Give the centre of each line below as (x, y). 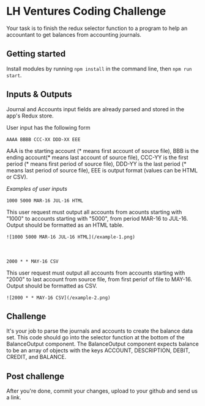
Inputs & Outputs (39, 94)
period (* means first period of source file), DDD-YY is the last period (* (96, 164)
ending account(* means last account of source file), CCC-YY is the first (97, 157)
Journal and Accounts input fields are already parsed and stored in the (95, 109)
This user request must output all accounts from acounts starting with (94, 212)
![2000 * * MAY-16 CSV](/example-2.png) (59, 298)
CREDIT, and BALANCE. (36, 357)
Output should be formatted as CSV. (52, 286)
